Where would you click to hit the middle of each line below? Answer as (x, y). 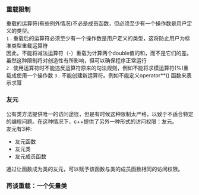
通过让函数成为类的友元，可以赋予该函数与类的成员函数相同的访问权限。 (94, 169)
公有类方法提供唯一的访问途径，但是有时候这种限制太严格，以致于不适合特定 (100, 114)
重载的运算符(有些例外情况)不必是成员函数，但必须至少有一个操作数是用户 (97, 23)
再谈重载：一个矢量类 (37, 185)
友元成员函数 (30, 156)
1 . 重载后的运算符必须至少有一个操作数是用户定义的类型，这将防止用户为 (96, 38)
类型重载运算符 (29, 46)
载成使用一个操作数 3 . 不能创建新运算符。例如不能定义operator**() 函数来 (97, 76)
